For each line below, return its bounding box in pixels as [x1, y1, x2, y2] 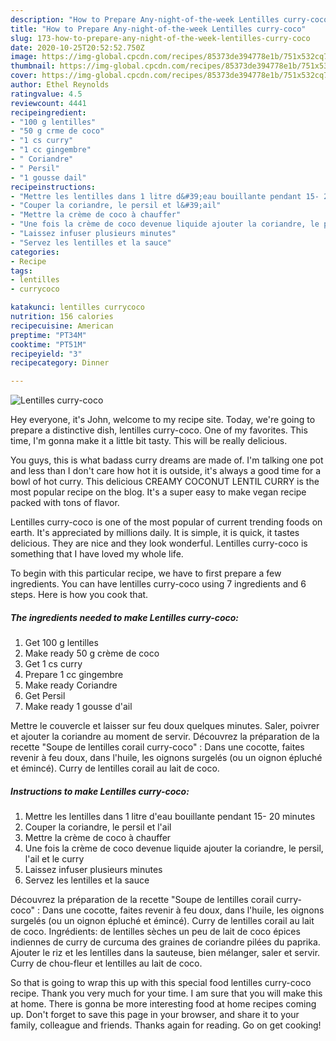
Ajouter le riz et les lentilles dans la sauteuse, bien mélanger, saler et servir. [10, 947, 321, 959]
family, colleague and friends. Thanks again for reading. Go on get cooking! [10, 1019, 322, 1031]
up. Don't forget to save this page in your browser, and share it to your [10, 1009, 300, 1021]
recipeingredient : [10, 107, 87, 118]
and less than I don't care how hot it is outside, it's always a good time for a [10, 465, 322, 477]
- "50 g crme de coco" [10, 126, 105, 136]
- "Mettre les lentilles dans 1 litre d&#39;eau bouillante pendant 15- [10, 191, 320, 201]
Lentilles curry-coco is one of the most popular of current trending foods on [10, 516, 323, 528]
